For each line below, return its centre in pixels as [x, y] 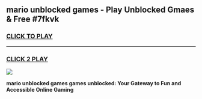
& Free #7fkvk [33, 19]
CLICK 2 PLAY [27, 59]
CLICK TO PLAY [29, 37]
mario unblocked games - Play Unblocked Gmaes [100, 10]
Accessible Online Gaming [40, 89]
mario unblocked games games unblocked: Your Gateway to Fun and [94, 83]
